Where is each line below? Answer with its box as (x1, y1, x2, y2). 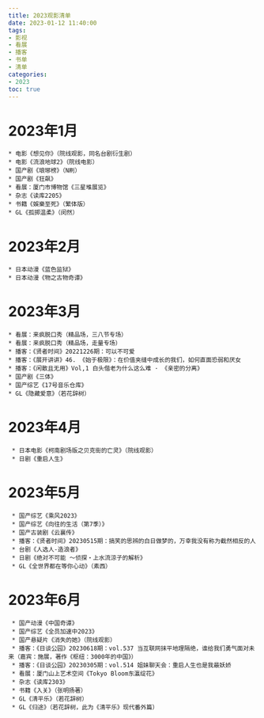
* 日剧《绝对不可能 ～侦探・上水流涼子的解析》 (11, 554, 146, 562)
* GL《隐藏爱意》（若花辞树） (8, 389, 91, 398)
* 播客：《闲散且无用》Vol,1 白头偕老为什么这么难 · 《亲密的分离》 (8, 365, 203, 373)
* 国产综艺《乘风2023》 (11, 512, 81, 520)
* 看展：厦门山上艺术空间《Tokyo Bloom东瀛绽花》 (11, 670, 158, 678)
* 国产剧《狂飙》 (8, 175, 57, 183)
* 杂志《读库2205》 (8, 192, 66, 200)
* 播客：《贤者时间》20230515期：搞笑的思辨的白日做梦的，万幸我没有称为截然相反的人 (11, 538, 256, 545)
